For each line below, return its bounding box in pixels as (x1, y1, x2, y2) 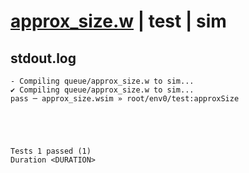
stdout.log (10, 50, 77, 67)
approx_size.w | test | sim (10, 10, 227, 33)
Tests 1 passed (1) (10, 146, 92, 156)
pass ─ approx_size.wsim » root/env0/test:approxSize (10, 94, 240, 104)
